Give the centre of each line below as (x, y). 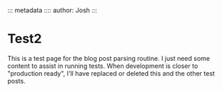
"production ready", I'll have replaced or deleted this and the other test (111, 73)
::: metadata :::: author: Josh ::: (52, 10)
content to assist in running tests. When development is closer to (103, 66)
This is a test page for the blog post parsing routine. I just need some (109, 58)
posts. (17, 81)
